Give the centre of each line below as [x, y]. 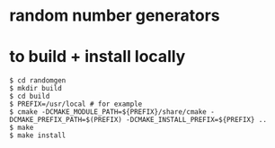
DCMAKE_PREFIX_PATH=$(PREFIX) [66, 120]
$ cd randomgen [38, 81]
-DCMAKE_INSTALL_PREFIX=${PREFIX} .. [196, 120]
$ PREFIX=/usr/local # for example [76, 104]
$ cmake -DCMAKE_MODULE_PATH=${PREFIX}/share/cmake [108, 112]
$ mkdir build [36, 89]
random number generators [115, 16]
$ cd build [30, 96]
